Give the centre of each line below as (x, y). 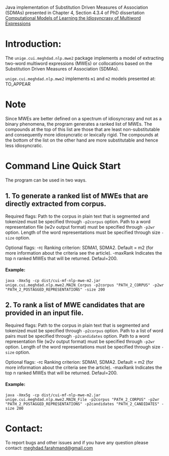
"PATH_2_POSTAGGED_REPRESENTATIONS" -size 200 (55, 289)
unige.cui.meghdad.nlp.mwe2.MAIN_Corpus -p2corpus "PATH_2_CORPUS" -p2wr (85, 285)
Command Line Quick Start (63, 166)
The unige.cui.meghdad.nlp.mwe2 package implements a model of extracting (85, 58)
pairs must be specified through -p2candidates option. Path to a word (77, 336)
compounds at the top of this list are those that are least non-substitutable (83, 129)
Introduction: (33, 44)
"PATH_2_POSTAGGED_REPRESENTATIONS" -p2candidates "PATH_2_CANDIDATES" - (85, 404)
